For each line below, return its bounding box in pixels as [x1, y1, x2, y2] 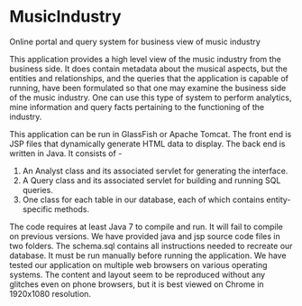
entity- [266, 194, 291, 205]
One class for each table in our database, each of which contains [22, 194, 265, 205]
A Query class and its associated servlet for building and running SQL [22, 174, 281, 186]
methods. [53, 203, 90, 214]
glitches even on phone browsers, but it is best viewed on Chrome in [9, 278, 264, 290]
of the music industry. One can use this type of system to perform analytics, [9, 92, 292, 103]
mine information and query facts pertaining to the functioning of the [9, 101, 264, 112]
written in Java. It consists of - [9, 147, 123, 159]
